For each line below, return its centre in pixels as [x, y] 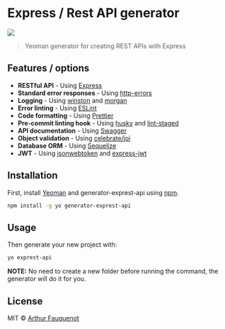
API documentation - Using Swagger [72, 130]
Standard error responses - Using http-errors [85, 93]
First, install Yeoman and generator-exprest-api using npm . [93, 192]
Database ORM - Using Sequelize [67, 145]
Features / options [48, 68]
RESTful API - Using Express [60, 85]
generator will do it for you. [47, 279]
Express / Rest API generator [93, 13]
